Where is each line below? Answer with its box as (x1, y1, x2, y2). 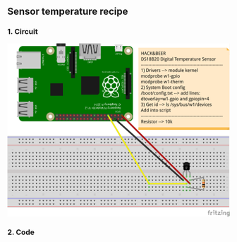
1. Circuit (7, 27, 38, 37)
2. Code (7, 227, 35, 237)
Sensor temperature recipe (7, 6, 128, 18)
